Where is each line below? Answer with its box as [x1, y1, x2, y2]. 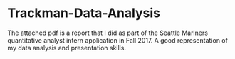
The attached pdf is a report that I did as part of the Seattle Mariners [7, 28, 209, 37]
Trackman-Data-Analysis [7, 5, 160, 21]
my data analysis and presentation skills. [7, 43, 127, 52]
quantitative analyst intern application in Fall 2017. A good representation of [7, 36, 228, 44]
